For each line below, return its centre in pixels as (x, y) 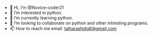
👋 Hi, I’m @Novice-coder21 (37, 8)
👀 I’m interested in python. (36, 13)
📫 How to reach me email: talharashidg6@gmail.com (63, 28)
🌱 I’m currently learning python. (41, 18)
